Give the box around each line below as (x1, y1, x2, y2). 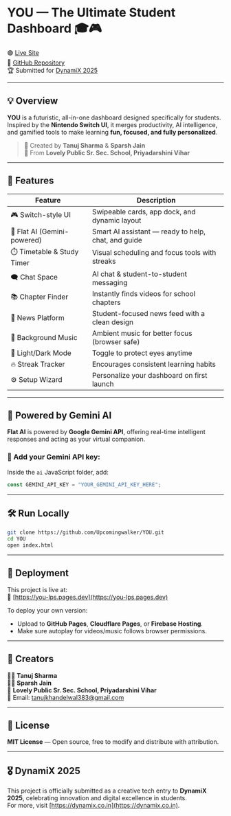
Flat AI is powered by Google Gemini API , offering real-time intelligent (7, 428, 206, 436)
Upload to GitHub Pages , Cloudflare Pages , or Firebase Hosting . (16, 620, 203, 628)
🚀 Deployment (7, 567, 69, 579)
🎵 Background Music (10, 332, 78, 342)
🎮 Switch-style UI (10, 210, 71, 220)
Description (136, 195, 177, 205)
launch (91, 379, 114, 389)
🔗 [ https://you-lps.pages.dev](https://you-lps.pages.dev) (7, 593, 168, 601)
